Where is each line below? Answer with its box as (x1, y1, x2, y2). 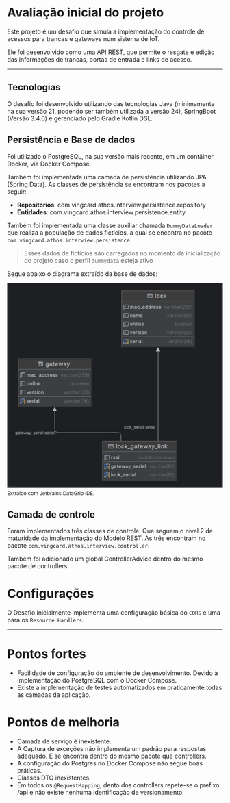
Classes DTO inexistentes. (16, 774, 91, 782)
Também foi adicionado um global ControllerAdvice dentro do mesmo (7, 555, 203, 563)
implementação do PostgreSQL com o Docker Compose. (16, 676, 177, 685)
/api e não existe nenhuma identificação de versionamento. (16, 789, 185, 797)
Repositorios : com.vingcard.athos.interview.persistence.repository (16, 201, 207, 209)
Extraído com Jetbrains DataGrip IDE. (7, 490, 94, 497)
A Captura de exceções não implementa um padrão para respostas (16, 745, 207, 753)
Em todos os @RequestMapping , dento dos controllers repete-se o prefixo (16, 781, 220, 789)
